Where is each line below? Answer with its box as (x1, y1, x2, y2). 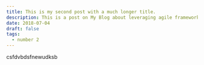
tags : (6, 31, 20, 37)
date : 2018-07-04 (6, 20, 50, 26)
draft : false (6, 25, 39, 32)
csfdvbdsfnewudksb (6, 54, 58, 60)
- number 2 (12, 37, 39, 43)
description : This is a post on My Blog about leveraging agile (6, 14, 172, 20)
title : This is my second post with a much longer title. (6, 8, 156, 15)
